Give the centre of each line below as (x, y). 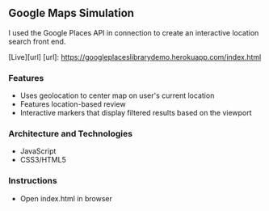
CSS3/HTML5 (43, 160)
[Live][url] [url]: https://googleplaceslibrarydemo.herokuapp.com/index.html (135, 57)
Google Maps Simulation (71, 13)
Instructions (33, 181)
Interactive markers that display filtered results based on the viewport (136, 113)
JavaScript (38, 151)
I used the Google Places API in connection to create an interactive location (134, 32)
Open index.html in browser (66, 198)
